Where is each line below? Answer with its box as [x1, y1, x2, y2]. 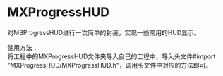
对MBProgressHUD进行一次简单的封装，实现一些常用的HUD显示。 [7, 28, 200, 37]
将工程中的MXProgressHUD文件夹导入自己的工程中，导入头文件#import [7, 52, 216, 61]
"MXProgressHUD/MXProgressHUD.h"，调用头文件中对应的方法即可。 [7, 61, 212, 69]
